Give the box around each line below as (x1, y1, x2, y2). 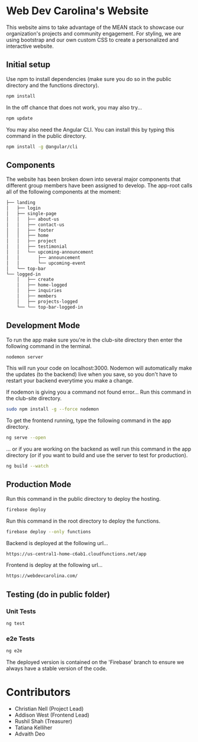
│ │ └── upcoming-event (6, 260, 86, 266)
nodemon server (6, 354, 44, 360)
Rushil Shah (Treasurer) (14, 717, 73, 725)
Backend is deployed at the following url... (6, 539, 108, 546)
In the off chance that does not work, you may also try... (6, 103, 142, 111)
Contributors (6, 686, 71, 699)
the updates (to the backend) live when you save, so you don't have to (6, 371, 177, 378)
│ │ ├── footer (6, 227, 54, 233)
